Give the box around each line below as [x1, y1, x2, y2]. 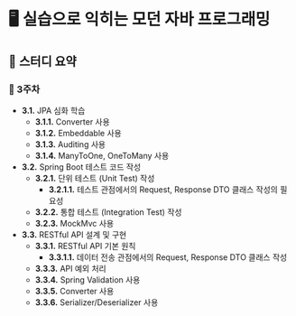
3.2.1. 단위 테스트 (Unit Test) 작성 [34, 172, 155, 183]
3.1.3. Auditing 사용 [34, 138, 106, 150]
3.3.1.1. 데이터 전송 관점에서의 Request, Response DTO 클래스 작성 [48, 251, 288, 263]
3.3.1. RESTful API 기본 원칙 [34, 240, 136, 251]
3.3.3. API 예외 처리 [34, 263, 106, 274]
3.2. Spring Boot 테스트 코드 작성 [21, 161, 142, 172]
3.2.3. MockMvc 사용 [34, 218, 115, 228]
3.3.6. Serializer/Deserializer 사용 [34, 296, 159, 308]
